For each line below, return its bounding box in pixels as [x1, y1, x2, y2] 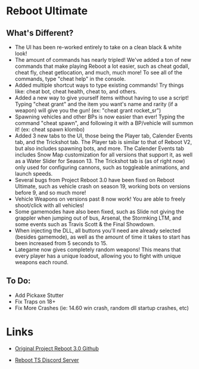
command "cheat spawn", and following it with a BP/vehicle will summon [14, 120, 194, 126]
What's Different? [6, 28, 74, 38]
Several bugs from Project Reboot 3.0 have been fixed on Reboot [14, 177, 175, 183]
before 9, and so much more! [14, 189, 86, 196]
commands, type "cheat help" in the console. [14, 76, 126, 82]
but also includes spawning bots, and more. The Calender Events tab [14, 145, 185, 152]
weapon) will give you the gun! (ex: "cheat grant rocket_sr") [14, 107, 161, 114]
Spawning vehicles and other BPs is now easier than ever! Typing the [14, 113, 185, 120]
